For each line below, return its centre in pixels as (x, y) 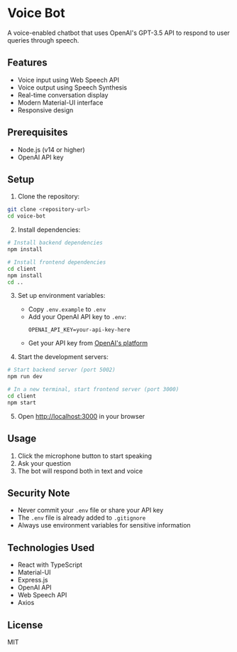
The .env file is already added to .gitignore (82, 518)
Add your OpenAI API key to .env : (77, 317)
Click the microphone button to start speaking (85, 456)
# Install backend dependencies (55, 243)
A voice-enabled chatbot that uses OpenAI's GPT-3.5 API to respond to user (119, 33)
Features (27, 63)
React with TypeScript (50, 565)
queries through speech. (43, 40)
